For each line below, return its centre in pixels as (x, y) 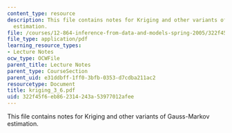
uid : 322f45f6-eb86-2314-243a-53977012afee (71, 97)
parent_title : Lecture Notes (49, 65)
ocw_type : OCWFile (33, 59)
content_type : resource (41, 13)
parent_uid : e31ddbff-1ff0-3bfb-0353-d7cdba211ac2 (81, 78)
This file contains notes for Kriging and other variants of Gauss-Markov (108, 116)
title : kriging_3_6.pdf (41, 90)
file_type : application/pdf (48, 39)
